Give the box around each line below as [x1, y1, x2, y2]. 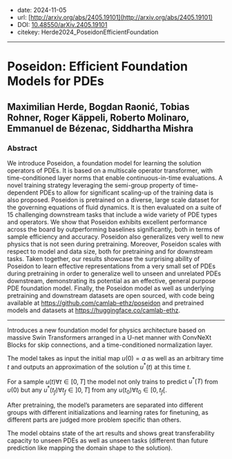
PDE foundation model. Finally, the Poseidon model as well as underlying [7, 284, 214, 292]
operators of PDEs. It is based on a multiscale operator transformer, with [7, 166, 213, 174]
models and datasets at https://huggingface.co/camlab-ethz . [7, 306, 181, 314]
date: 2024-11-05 [17, 6, 67, 14]
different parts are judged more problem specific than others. [7, 415, 182, 424]
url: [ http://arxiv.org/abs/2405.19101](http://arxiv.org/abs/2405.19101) [17, 13, 213, 21]
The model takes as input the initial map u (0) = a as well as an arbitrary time [7, 354, 224, 362]
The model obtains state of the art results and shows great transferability [7, 429, 215, 437]
